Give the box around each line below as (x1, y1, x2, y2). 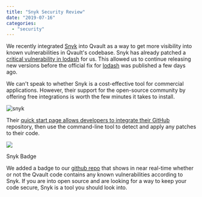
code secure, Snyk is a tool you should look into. (6, 184, 127, 192)
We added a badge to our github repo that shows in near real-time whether (6, 165, 194, 172)
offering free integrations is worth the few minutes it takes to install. (6, 93, 175, 100)
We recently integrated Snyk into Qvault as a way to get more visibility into (6, 43, 192, 50)
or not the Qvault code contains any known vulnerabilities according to (6, 171, 183, 178)
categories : (6, 20, 36, 26)
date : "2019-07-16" (6, 15, 56, 21)
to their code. (6, 130, 40, 137)
